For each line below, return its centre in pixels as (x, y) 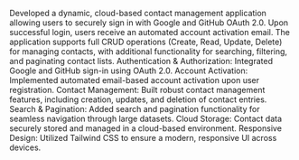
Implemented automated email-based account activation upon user (135, 80)
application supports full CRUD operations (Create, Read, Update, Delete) (146, 42)
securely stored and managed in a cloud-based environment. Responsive (146, 128)
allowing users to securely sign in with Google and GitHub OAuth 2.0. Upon (149, 23)
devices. (25, 147)
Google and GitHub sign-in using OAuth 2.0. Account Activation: (129, 71)
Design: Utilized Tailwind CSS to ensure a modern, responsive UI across (143, 138)
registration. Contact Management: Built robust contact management (137, 90)
